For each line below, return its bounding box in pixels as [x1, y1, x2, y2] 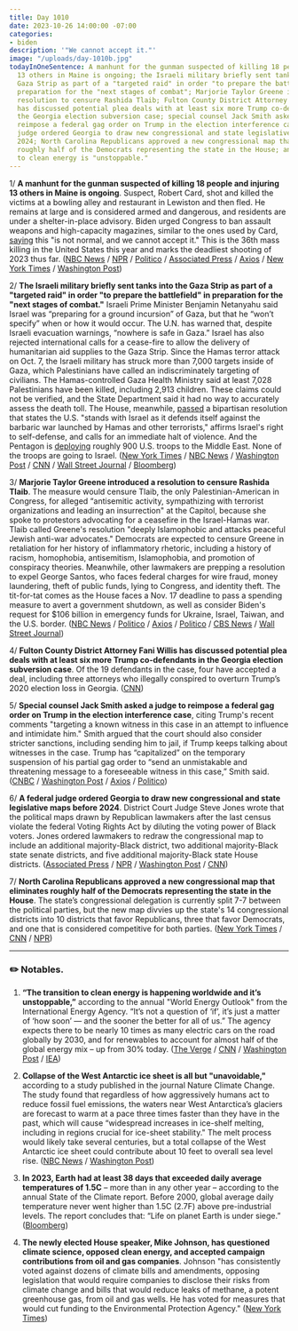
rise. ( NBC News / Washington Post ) [21, 1155, 155, 1166]
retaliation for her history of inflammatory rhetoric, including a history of [9, 543, 272, 554]
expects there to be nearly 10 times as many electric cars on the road [21, 1024, 276, 1035]
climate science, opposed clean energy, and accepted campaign [21, 1246, 266, 1257]
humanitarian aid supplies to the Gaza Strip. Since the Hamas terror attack [9, 346, 280, 356]
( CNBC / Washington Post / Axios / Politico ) [9, 775, 169, 786]
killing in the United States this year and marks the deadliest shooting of [9, 243, 272, 254]
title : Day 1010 [9, 12, 69, 22]
